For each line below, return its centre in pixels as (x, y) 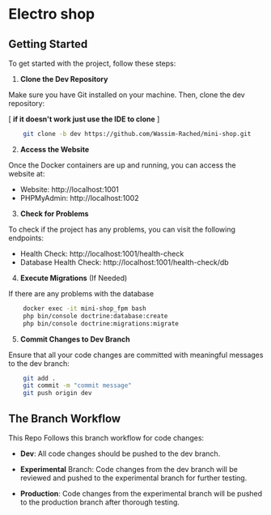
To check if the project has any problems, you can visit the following (122, 229)
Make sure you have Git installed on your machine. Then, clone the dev (127, 95)
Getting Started (48, 44)
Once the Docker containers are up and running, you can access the (122, 165)
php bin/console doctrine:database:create (95, 316)
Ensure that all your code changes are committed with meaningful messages (136, 355)
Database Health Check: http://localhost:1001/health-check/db (124, 262)
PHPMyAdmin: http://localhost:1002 (79, 198)
